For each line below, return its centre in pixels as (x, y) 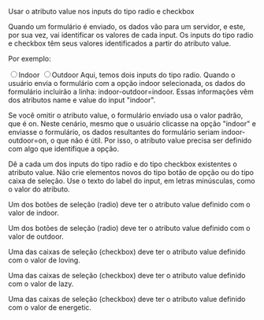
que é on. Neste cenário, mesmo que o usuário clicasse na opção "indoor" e (132, 124)
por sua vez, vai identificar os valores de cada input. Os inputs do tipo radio (131, 35)
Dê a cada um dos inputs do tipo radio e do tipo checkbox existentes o (123, 164)
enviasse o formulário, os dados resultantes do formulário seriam (114, 132)
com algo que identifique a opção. (64, 149)
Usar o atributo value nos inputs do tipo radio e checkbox (101, 11)
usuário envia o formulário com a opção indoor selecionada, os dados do (127, 83)
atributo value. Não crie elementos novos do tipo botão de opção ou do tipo (131, 172)
